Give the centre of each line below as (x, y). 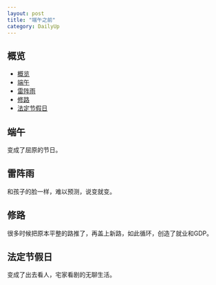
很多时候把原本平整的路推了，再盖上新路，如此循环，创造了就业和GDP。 (110, 233)
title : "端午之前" (32, 20)
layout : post (26, 13)
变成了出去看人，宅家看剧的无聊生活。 (61, 275)
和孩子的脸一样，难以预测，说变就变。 (61, 191)
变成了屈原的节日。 (34, 150)
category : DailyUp (33, 26)
